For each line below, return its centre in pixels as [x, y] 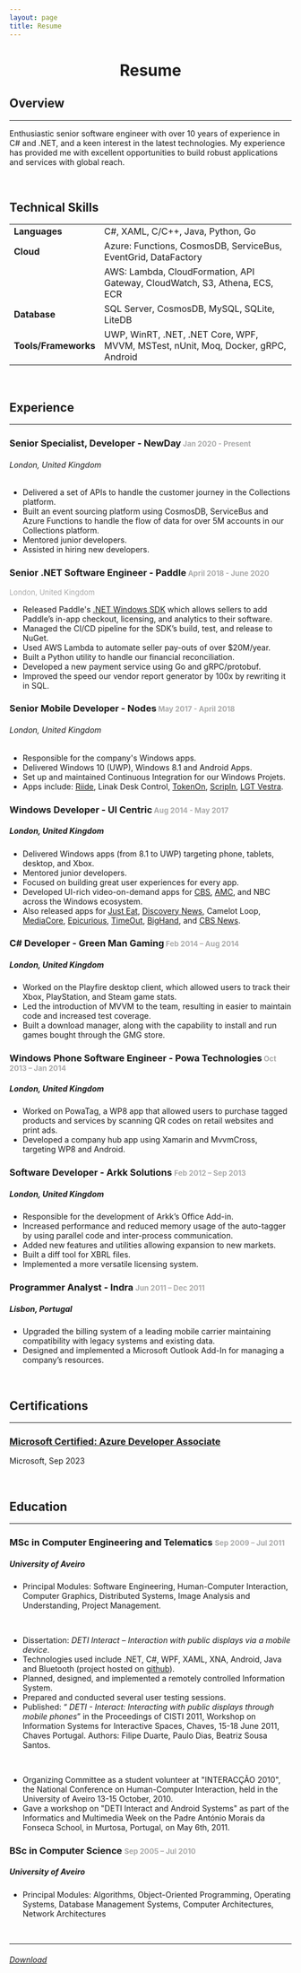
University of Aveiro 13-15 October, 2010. [98, 1798]
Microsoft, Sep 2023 [47, 1461]
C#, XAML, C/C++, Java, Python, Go [180, 231]
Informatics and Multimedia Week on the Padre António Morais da [144, 1818]
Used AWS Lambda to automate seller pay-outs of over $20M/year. [146, 648]
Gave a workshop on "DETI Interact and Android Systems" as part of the [155, 1808]
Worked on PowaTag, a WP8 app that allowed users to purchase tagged [155, 1111]
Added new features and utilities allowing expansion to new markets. [149, 1245]
